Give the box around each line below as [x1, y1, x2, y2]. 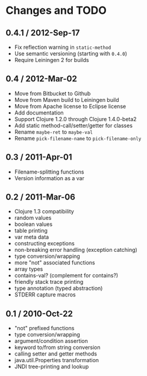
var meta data [14, 233, 49, 241]
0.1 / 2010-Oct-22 [5, 309, 73, 319]
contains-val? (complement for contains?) [14, 272, 119, 279]
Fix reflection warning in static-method [14, 43, 111, 51]
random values [14, 215, 52, 222]
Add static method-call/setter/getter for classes [14, 122, 133, 129]
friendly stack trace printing [14, 278, 84, 286]
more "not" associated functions [14, 259, 95, 266]
